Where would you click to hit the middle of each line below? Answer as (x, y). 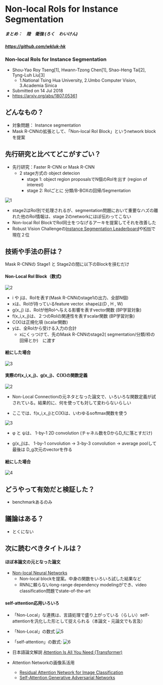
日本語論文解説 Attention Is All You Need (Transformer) (67, 652)
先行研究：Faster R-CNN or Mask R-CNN (53, 167)
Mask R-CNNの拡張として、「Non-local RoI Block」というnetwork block (84, 131)
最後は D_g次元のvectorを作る (42, 449)
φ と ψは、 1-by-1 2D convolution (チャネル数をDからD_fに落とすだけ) (82, 433)
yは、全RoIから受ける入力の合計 (44, 328)
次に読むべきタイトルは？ (43, 548)
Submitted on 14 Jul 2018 (38, 90)
